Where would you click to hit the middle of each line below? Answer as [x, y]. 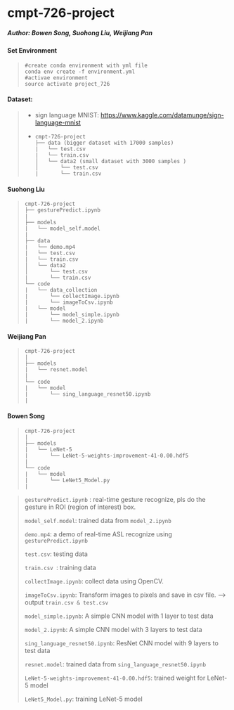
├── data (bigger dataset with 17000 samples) [104, 143]
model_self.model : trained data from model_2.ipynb [98, 520]
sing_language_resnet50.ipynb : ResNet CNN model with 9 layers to [122, 643]
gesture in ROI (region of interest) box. [80, 507]
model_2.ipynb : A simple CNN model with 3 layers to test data [113, 629]
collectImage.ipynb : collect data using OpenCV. [94, 581]
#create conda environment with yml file [86, 65]
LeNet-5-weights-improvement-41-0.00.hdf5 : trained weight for [115, 678]
